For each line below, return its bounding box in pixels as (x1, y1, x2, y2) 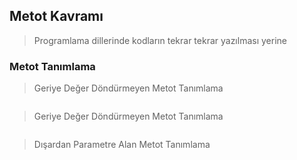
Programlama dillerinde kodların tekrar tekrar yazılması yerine (33, 34, 287, 46)
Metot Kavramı (9, 8, 104, 25)
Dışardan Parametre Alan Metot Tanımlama (33, 139, 211, 151)
